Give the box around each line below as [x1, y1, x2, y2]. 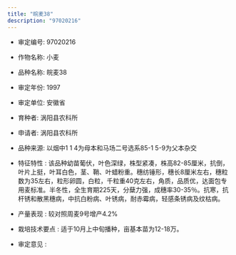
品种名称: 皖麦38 [17, 68, 68, 76]
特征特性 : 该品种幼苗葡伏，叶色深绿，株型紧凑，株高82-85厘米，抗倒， [17, 158, 230, 167]
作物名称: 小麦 [17, 53, 59, 61]
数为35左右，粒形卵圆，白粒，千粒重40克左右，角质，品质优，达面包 [17, 176, 221, 185]
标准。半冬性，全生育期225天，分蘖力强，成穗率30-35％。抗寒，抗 [30, 185, 229, 194]
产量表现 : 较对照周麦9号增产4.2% [17, 209, 118, 218]
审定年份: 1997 [17, 83, 61, 91]
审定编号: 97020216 [17, 37, 76, 46]
